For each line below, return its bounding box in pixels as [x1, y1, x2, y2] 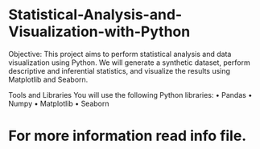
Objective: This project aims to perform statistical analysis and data [8, 49, 232, 58]
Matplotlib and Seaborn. [8, 74, 89, 84]
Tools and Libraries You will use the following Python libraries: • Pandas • [8, 90, 253, 99]
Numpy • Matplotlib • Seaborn [8, 99, 110, 108]
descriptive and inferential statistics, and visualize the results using [8, 66, 231, 75]
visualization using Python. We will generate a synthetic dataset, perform [8, 58, 251, 67]
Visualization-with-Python [8, 22, 191, 41]
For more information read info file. [8, 127, 247, 145]
